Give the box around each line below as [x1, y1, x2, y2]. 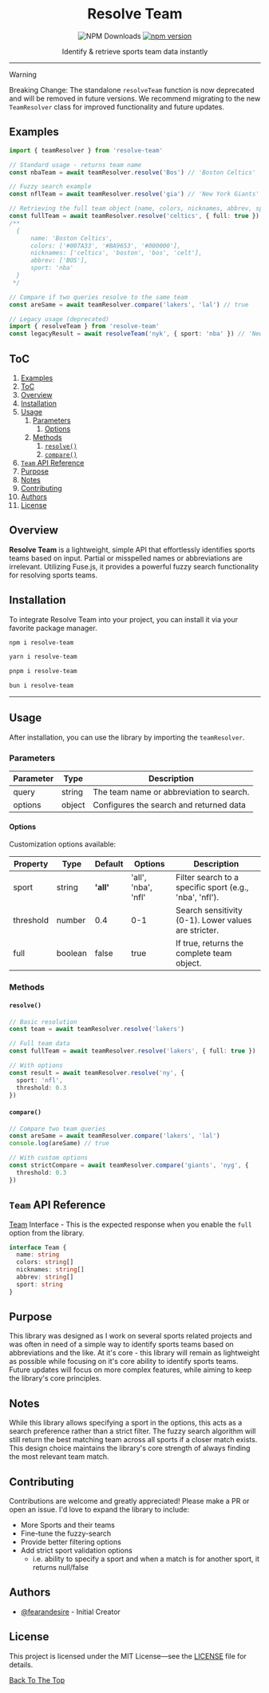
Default [94, 858, 124, 870]
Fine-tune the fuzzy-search [20, 1528, 112, 1538]
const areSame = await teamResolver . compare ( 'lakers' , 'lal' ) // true [9, 300, 249, 308]
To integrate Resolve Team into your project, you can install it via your [9, 614, 239, 624]
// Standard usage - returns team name [9, 161, 142, 169]
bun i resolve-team [9, 682, 74, 690]
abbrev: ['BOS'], [30, 256, 89, 264]
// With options [9, 1061, 63, 1069]
